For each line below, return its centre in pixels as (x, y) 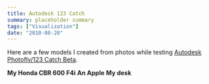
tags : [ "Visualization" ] (43, 26)
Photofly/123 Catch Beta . (43, 60)
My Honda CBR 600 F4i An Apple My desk (69, 73)
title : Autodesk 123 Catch (46, 13)
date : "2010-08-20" (35, 33)
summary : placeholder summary (51, 20)
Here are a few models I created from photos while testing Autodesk (104, 52)
